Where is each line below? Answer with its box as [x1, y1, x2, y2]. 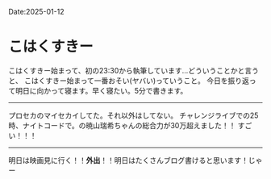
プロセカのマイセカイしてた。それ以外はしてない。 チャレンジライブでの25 [8, 110, 259, 120]
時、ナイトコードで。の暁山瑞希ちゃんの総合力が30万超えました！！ [8, 120, 236, 130]
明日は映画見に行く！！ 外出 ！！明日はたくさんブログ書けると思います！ [8, 155, 248, 164]
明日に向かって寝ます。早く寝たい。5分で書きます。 [15, 85, 188, 95]
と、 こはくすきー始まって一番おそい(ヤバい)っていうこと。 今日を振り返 [8, 76, 250, 85]
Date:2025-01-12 [8, 7, 65, 16]
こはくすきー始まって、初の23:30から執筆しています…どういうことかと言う [8, 65, 260, 75]
